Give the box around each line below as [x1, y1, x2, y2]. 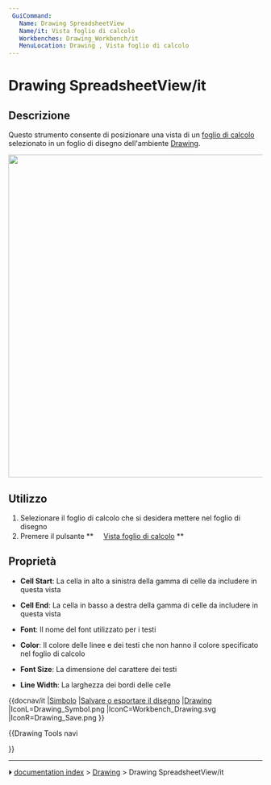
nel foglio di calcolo [19, 649, 85, 658]
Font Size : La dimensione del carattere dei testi [19, 664, 177, 674]
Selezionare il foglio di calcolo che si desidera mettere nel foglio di [19, 513, 240, 523]
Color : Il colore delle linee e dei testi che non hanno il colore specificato [19, 640, 259, 649]
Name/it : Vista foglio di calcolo [19, 27, 135, 35]
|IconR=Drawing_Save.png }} [8, 712, 105, 722]
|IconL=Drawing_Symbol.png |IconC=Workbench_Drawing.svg [8, 704, 216, 714]
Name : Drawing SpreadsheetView [19, 19, 125, 27]
